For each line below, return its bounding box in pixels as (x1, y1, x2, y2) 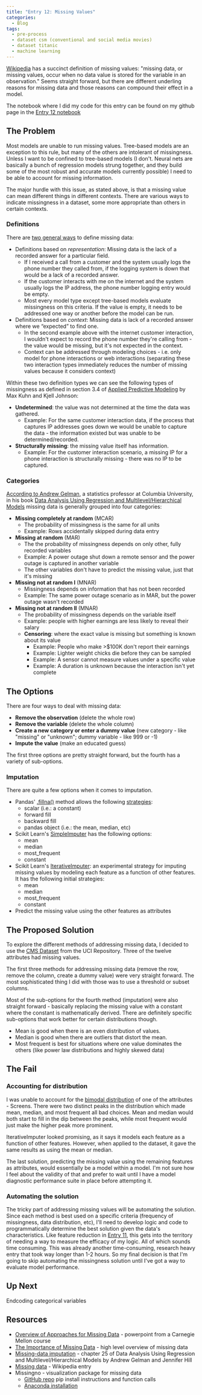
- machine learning (11, 48, 61, 54)
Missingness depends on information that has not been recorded (24, 585, 185, 592)
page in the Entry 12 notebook (6, 108, 81, 115)
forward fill (24, 811, 51, 818)
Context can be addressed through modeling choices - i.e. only (24, 348, 181, 355)
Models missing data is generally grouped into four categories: (6, 503, 162, 510)
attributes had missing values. (6, 954, 81, 961)
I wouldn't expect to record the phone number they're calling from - (24, 335, 192, 342)
